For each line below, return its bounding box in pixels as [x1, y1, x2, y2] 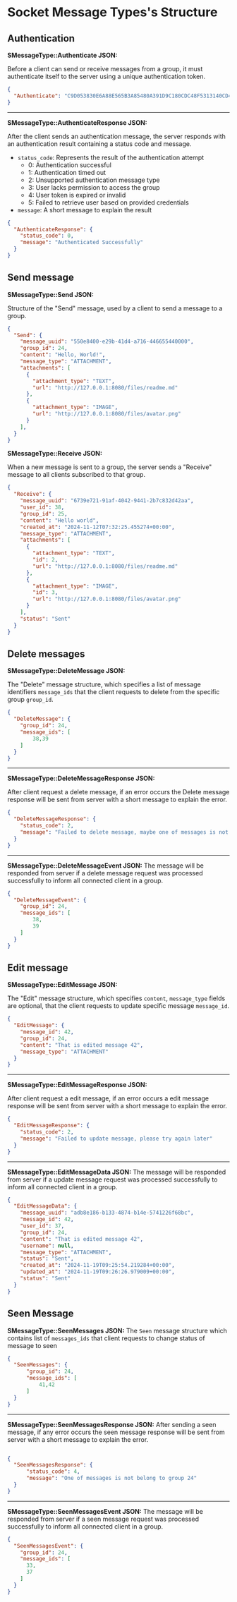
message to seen [7, 1341, 58, 1349]
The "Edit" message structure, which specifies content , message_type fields [7, 994, 226, 1002]
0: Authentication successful [28, 160, 111, 169]
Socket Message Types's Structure [7, 4, 218, 20]
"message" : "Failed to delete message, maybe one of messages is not [20, 829, 229, 836]
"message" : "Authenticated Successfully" [20, 239, 143, 246]
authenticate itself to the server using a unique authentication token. [7, 72, 206, 80]
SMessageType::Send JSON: [7, 290, 94, 298]
